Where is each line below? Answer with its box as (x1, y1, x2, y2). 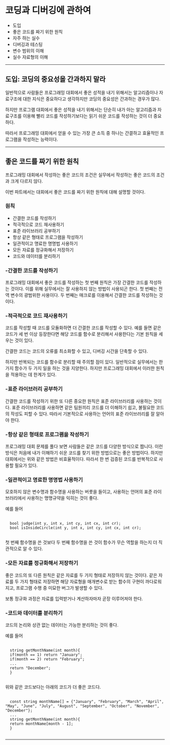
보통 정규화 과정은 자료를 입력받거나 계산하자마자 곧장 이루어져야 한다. (5, 596, 143, 602)
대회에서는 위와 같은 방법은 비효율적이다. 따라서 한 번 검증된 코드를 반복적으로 (5, 456, 158, 462)
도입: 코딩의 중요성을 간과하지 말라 (5, 75, 106, 84)
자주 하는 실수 (12, 35, 40, 41)
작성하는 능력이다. (22, 136, 58, 142)
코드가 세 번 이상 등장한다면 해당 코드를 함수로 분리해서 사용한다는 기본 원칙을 (5, 331, 158, 337)
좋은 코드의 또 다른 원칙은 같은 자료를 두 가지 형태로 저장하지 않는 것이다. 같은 (5, 572, 158, 578)
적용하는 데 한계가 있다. (10, 372, 57, 378)
